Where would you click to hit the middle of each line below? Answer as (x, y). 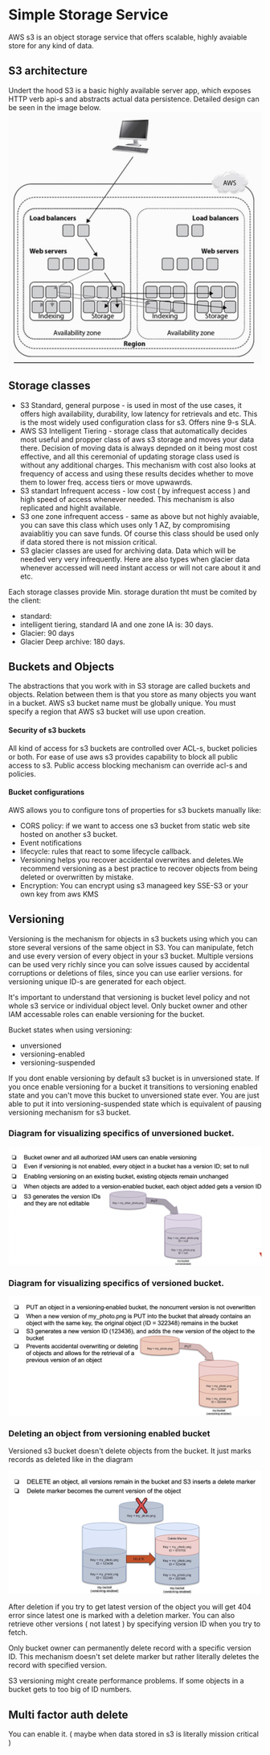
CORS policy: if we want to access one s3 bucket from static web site (135, 826)
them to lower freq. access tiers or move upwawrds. (106, 482)
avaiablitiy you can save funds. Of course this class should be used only (139, 534)
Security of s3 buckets (47, 731)
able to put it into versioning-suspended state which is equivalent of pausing (135, 1103)
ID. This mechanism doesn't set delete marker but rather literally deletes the (134, 1657)
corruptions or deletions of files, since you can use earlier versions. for (126, 973)
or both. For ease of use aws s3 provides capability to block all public (123, 756)
